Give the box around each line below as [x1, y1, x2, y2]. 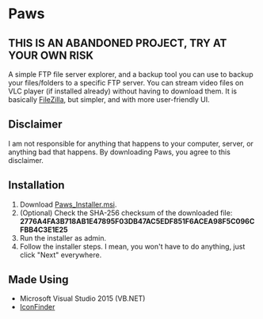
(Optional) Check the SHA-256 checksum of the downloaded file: [19, 207, 233, 218]
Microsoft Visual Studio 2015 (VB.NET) [19, 294, 146, 303]
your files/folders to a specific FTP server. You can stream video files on [8, 78, 244, 87]
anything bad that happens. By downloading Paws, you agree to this [8, 147, 231, 157]
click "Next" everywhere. [19, 250, 102, 260]
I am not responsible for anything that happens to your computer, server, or [8, 139, 253, 148]
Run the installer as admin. [19, 233, 107, 242]
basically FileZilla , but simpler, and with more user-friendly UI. [8, 95, 210, 104]
